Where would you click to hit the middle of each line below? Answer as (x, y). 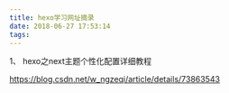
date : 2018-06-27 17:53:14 (60, 26)
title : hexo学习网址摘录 (52, 18)
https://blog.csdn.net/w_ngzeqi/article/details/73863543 (115, 79)
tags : (19, 34)
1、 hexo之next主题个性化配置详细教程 (81, 61)
